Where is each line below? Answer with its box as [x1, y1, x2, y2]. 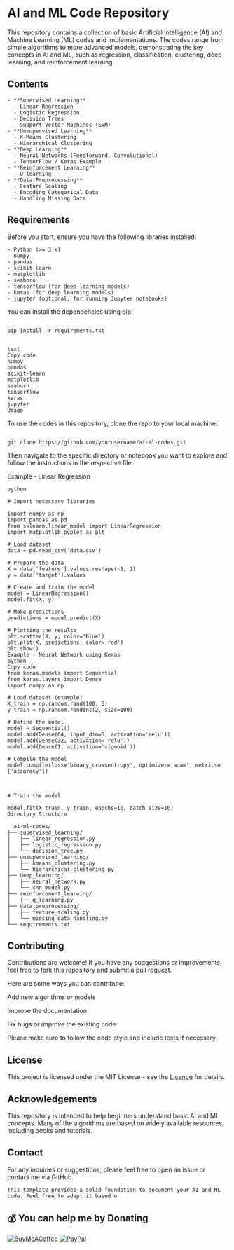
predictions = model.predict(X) [7, 614, 102, 621]
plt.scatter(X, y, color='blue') [7, 633, 105, 640]
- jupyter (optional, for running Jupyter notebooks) [7, 295, 168, 302]
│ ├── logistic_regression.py [7, 841, 102, 849]
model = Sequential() [7, 724, 71, 732]
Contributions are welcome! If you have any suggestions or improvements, [7, 959, 222, 967]
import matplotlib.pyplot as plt [7, 528, 105, 535]
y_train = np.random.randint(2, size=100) [7, 706, 133, 713]
